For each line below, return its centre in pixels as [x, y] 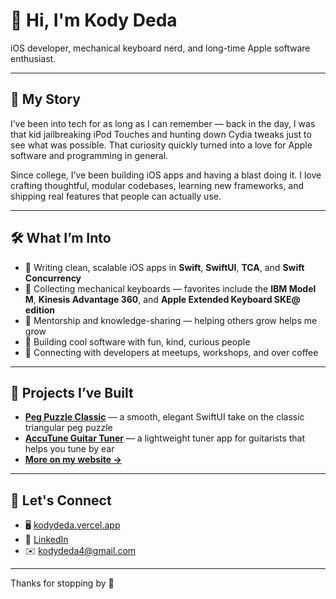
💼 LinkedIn [46, 540]
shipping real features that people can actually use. [116, 196]
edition [39, 310]
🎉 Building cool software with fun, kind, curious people [137, 341]
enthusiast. [33, 58]
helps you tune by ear [69, 449]
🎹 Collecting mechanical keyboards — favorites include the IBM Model [170, 288]
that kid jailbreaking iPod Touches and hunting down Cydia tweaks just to [161, 134]
